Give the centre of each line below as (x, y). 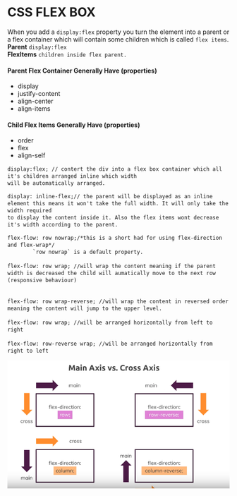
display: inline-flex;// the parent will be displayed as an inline (110, 197)
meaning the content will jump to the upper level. (85, 309)
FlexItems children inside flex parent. (67, 54)
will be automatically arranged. (56, 183)
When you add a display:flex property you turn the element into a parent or (119, 32)
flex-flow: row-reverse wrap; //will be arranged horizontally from (110, 344)
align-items (34, 109)
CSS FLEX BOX (51, 12)
